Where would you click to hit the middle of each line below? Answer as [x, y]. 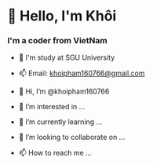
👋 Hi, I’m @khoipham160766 [64, 92]
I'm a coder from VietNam [57, 41]
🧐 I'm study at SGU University [67, 57]
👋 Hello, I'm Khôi [62, 16]
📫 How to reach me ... [55, 153]
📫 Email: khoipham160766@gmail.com [82, 73]
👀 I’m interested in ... [52, 107]
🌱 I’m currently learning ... [60, 122]
